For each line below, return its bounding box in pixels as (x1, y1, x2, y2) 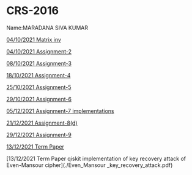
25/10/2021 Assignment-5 (6, 84, 72, 91)
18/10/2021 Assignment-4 (6, 71, 71, 79)
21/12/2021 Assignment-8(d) (6, 119, 78, 126)
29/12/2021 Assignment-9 (6, 131, 72, 138)
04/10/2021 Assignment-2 (6, 47, 72, 55)
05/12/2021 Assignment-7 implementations (6, 107, 114, 114)
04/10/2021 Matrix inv (6, 36, 61, 43)
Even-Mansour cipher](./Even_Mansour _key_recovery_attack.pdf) (6, 161, 173, 169)
